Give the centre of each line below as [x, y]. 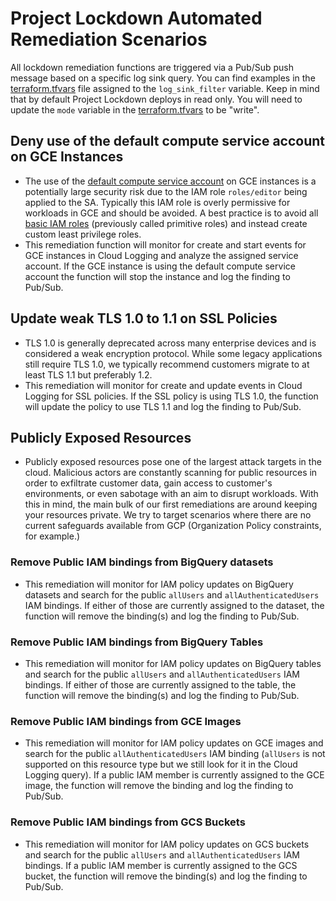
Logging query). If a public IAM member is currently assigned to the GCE [174, 775]
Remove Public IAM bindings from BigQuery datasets [142, 562]
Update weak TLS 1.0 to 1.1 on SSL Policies [144, 318]
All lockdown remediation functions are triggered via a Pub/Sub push [152, 67]
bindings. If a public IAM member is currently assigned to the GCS [161, 865]
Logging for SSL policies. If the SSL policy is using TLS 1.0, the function [171, 396]
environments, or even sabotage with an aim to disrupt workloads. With [171, 494]
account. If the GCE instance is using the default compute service [160, 266]
